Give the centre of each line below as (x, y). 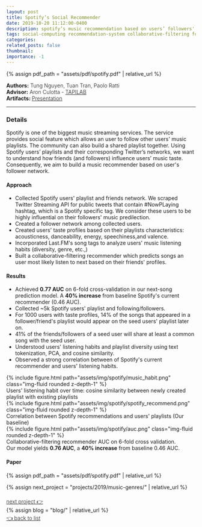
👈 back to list (23, 518)
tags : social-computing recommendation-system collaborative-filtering (98, 34)
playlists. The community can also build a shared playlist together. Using (96, 145)
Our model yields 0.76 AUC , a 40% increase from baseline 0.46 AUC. (93, 448)
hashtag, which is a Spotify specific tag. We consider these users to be (103, 211)
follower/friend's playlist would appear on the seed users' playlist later (102, 321)
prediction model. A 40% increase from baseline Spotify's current (97, 296)
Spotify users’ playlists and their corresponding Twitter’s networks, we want (100, 152)
